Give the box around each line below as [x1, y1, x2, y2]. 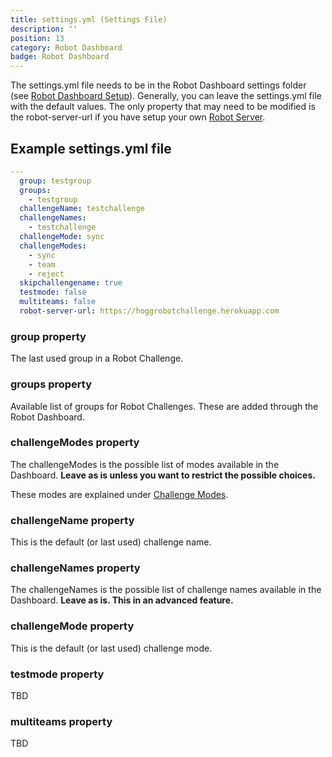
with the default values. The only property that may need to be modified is [10, 101, 316, 113]
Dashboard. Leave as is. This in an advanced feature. [10, 594, 234, 606]
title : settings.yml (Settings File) [10, 14, 168, 25]
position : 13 [10, 33, 65, 43]
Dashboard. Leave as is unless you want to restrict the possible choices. [10, 469, 316, 481]
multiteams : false [19, 297, 97, 307]
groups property [10, 377, 93, 391]
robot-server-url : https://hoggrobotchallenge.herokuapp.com [19, 306, 280, 316]
